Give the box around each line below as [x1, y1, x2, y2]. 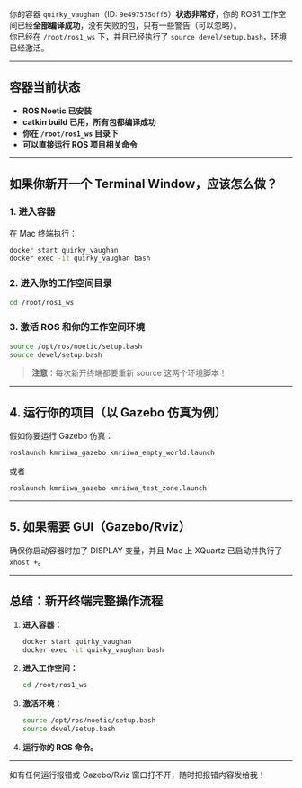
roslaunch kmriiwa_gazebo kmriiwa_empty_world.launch [9, 449, 216, 458]
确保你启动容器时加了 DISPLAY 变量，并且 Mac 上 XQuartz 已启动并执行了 [9, 544, 283, 556]
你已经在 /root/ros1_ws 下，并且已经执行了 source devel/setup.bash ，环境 [9, 31, 288, 41]
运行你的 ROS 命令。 [22, 742, 99, 753]
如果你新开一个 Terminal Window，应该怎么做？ [9, 176, 279, 192]
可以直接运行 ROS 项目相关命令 [22, 139, 138, 149]
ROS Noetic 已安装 [22, 105, 93, 116]
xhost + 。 [9, 556, 47, 567]
